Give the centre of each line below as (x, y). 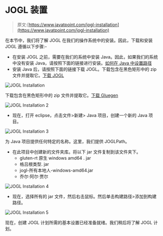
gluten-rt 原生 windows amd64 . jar (55, 158)
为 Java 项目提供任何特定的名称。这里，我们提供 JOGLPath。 (67, 141)
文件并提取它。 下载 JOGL (38, 75)
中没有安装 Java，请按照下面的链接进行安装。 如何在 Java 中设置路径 (82, 63)
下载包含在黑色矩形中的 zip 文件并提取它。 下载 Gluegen (62, 95)
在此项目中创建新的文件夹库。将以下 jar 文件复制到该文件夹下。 (77, 152)
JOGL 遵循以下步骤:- (26, 46)
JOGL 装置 (26, 10)
